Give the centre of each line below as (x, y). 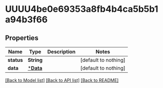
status (15, 60)
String (35, 60)
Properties (22, 38)
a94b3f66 (27, 20)
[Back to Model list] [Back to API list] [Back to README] (62, 80)
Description (61, 52)
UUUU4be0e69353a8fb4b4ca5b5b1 (82, 9)
